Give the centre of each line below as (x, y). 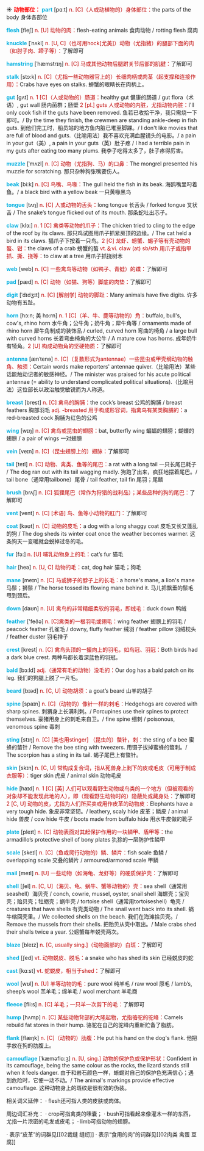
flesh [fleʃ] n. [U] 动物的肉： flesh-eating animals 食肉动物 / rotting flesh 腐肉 (102, 30)
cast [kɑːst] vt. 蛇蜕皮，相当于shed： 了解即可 (64, 971)
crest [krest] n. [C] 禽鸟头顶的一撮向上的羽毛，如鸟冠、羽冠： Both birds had (102, 650)
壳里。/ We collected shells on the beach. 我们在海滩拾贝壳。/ (100, 917)
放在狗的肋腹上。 (33, 1045)
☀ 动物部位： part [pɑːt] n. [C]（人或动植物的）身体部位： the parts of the (99, 9)
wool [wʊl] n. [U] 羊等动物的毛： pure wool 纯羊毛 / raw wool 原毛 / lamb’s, (100, 984)
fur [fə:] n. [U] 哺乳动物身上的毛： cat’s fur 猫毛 (65, 554)
